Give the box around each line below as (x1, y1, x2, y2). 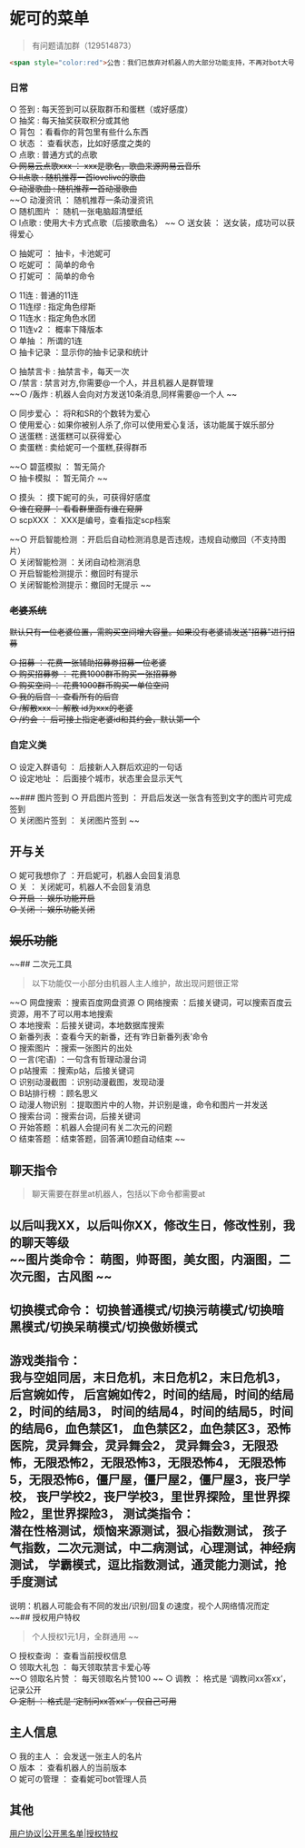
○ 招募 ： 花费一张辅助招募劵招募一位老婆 (9, 657, 167, 668)
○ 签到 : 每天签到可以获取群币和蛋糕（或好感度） (9, 104, 193, 114)
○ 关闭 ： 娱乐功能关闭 (9, 904, 95, 914)
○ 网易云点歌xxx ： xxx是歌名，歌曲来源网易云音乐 (9, 161, 202, 172)
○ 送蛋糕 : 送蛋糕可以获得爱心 (9, 430, 122, 441)
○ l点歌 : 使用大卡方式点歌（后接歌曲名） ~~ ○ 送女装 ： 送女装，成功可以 (9, 217, 288, 228)
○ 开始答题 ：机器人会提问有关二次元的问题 (9, 1122, 172, 1133)
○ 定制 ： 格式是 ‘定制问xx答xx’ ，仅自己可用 (9, 1695, 177, 1706)
